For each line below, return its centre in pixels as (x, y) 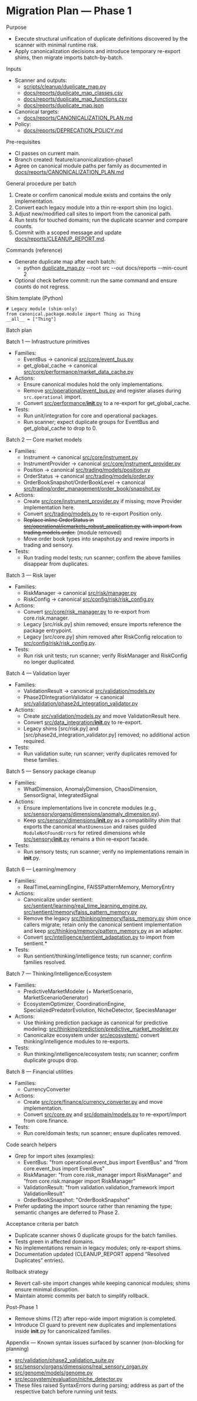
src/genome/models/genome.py (54, 1373)
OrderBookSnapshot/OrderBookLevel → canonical (84, 482)
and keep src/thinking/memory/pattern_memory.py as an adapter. (103, 930)
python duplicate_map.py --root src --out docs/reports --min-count (106, 268)
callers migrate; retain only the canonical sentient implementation (103, 925)
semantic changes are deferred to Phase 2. (67, 1212)
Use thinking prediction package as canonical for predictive (96, 1022)
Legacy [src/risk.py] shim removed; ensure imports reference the (102, 624)
